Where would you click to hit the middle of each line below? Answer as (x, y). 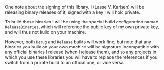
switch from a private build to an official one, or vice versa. (65, 62)
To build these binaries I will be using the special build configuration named (82, 22)
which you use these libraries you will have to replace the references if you (81, 57)
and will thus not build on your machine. (46, 32)
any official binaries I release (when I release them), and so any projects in (81, 52)
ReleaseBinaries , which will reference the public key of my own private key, (82, 27)
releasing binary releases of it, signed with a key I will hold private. (73, 12)
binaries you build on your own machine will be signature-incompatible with (82, 47)
